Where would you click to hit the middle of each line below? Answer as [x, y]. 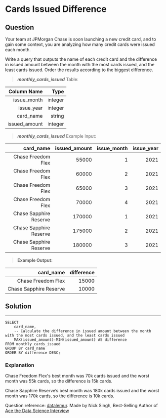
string [57, 116]
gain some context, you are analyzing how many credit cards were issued [80, 44]
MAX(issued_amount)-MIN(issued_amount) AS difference [70, 339]
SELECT [12, 322]
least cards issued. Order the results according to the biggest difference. [79, 70]
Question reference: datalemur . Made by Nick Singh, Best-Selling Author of [82, 406]
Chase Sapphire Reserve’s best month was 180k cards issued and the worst [82, 391]
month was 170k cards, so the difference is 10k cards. [60, 396]
